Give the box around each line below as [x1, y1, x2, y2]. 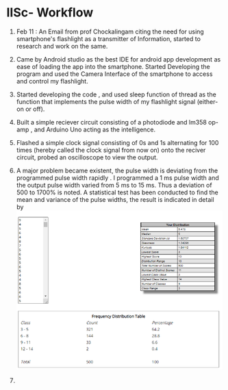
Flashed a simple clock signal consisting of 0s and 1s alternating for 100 [16, 138, 219, 146]
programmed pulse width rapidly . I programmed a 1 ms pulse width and [16, 173, 220, 182]
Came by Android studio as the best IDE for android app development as [16, 55, 221, 63]
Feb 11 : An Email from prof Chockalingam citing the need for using [16, 27, 205, 36]
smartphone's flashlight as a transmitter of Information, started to [16, 34, 201, 42]
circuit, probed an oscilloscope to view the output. [16, 153, 158, 161]
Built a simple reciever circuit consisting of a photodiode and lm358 [16, 118, 207, 126]
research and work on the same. [16, 42, 108, 50]
